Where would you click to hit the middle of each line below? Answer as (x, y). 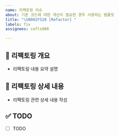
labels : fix (18, 24)
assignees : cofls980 (27, 29)
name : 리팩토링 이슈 (24, 10)
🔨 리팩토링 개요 (28, 55)
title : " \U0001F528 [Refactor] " (41, 19)
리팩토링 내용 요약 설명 (35, 69)
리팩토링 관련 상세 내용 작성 (40, 100)
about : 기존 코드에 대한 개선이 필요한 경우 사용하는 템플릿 (60, 15)
